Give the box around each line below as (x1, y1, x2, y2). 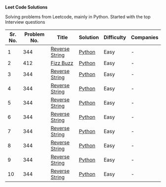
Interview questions (5, 19, 45, 25)
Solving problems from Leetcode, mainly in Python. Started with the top (5, 14, 151, 19)
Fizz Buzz (50, 60, 74, 66)
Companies (130, 34, 159, 41)
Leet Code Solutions (5, 4, 48, 10)
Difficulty (103, 34, 126, 41)
